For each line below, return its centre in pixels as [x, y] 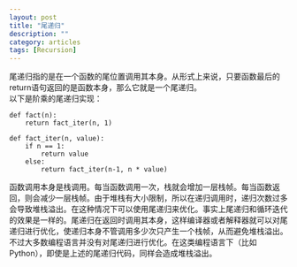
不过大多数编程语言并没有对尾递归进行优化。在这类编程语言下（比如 [133, 242]
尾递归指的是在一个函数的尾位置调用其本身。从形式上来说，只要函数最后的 [145, 77]
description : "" [39, 34]
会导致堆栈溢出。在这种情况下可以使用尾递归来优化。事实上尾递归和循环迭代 [148, 210]
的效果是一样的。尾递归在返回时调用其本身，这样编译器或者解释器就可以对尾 [148, 220]
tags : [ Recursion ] [43, 50]
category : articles [45, 42]
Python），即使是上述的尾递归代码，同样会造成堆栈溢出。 [113, 254]
